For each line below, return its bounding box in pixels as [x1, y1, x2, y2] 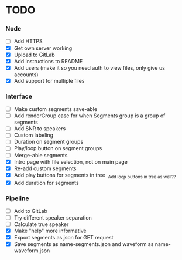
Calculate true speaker [13, 221, 69, 228]
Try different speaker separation [13, 214, 92, 221]
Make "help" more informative [13, 227, 87, 235]
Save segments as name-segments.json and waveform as [13, 241, 154, 248]
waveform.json [13, 247, 50, 254]
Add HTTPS [13, 38, 43, 45]
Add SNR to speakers [13, 125, 66, 132]
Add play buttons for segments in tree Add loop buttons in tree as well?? [13, 171, 176, 180]
